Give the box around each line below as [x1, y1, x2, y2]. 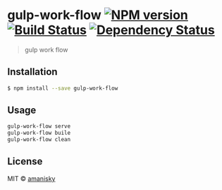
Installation [7, 66, 58, 78]
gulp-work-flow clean [7, 136, 71, 143]
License [7, 155, 43, 167]
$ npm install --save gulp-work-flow [7, 85, 118, 92]
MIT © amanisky [7, 174, 56, 183]
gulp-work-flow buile [7, 129, 71, 137]
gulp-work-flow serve [7, 123, 71, 130]
